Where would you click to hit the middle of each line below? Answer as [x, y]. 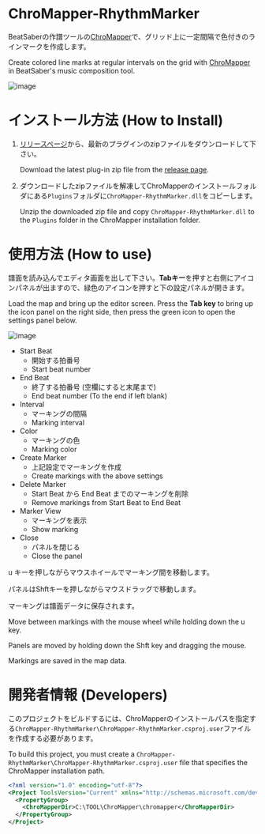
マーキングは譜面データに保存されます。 [74, 606]
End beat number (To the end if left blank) [99, 395]
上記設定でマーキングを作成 [77, 466]
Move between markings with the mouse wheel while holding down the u [127, 621]
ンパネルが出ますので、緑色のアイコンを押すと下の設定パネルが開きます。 [129, 287]
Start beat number [61, 369]
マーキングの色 [56, 440]
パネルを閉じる [56, 547]
